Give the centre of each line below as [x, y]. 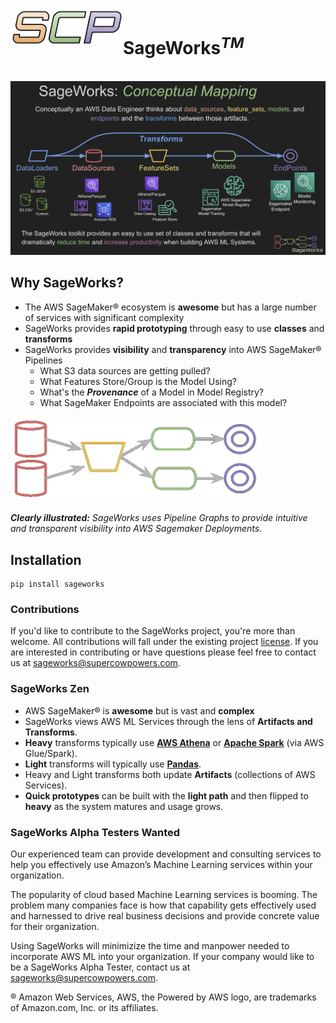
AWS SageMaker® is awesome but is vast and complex [139, 710]
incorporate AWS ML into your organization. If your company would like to [162, 956]
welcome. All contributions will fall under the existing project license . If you [164, 642]
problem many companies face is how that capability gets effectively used [163, 905]
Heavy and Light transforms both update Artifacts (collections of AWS [170, 774]
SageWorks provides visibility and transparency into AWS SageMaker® [173, 349]
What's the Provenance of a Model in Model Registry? [152, 392]
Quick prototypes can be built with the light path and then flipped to [166, 795]
